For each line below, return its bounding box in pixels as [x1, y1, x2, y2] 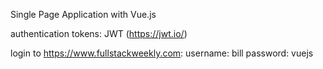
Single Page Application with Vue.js [10, 9, 157, 20]
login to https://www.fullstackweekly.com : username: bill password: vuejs [10, 47, 314, 59]
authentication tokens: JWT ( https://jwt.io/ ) [10, 28, 188, 39]
